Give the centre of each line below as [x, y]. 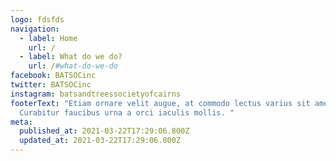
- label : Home [48, 38]
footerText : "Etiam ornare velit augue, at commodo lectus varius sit [160, 103]
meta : [21, 122]
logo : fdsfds [37, 19]
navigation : [35, 29]
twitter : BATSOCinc [51, 85]
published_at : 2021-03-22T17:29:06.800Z [104, 131]
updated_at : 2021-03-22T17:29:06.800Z [100, 141]
